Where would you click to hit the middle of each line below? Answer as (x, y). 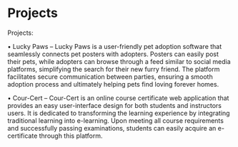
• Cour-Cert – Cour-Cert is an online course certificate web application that (118, 98)
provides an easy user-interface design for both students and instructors (114, 105)
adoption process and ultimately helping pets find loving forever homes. (113, 84)
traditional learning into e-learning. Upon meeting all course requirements (115, 120)
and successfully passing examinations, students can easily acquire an (112, 128)
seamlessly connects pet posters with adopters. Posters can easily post (113, 54)
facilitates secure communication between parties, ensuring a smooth (110, 77)
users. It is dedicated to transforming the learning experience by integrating (119, 113)
